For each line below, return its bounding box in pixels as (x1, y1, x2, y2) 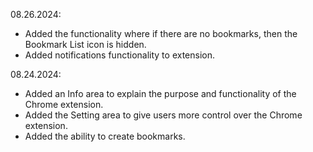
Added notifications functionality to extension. (24, 49, 216, 61)
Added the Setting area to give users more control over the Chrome (24, 109, 303, 121)
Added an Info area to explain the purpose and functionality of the (24, 88, 297, 99)
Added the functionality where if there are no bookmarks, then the (24, 28, 298, 39)
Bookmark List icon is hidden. (24, 39, 147, 50)
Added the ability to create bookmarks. (24, 130, 186, 142)
